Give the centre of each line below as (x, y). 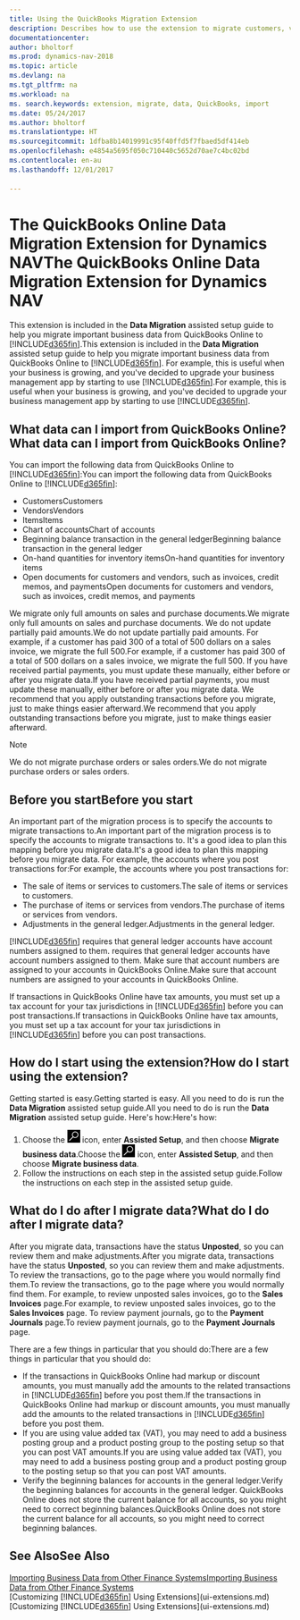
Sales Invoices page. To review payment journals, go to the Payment (137, 1312)
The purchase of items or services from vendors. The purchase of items (154, 905)
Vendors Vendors (53, 510)
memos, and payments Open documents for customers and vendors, (148, 586)
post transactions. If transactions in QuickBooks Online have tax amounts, (144, 1016)
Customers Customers (62, 502)
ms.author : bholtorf (48, 122)
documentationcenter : (50, 38)
